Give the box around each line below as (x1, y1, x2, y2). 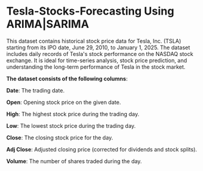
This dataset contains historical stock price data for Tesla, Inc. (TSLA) (6, 37, 182, 44)
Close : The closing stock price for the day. (6, 134, 113, 141)
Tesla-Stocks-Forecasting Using (6, 4, 175, 18)
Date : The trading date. (6, 86, 65, 94)
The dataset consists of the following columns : (6, 75, 128, 82)
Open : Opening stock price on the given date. (6, 99, 121, 106)
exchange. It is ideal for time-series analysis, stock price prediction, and (6, 57, 187, 64)
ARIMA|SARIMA (6, 17, 90, 31)
